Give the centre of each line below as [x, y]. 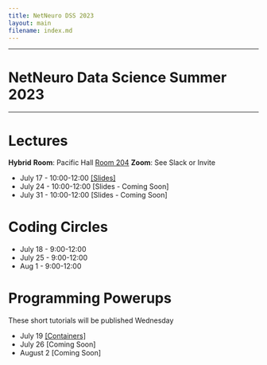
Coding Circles [58, 227]
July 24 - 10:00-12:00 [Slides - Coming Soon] [94, 186]
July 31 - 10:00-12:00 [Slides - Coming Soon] [94, 195]
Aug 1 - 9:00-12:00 [50, 266]
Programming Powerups [90, 298]
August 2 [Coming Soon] [60, 353]
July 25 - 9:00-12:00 [54, 258]
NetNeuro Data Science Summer [118, 77]
